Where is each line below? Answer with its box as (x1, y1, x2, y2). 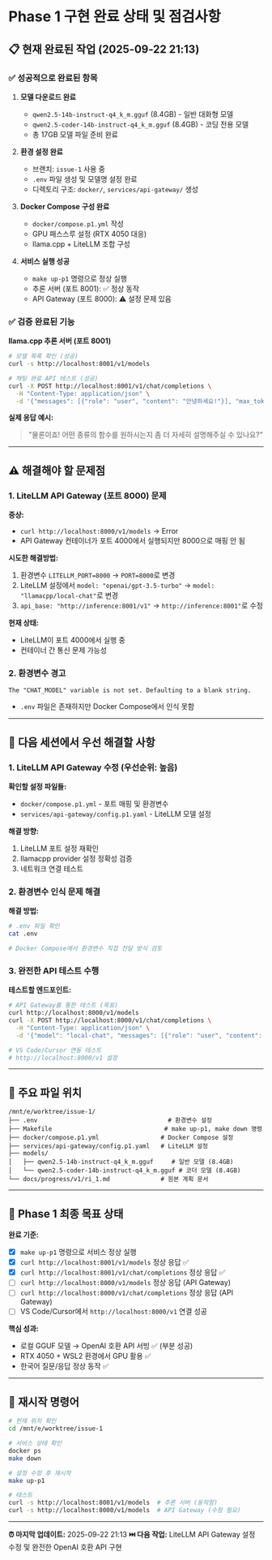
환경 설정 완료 (19, 147, 63, 157)
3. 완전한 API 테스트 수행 (8, 965, 100, 976)
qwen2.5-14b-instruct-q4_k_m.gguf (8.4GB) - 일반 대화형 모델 (32, 109, 234, 118)
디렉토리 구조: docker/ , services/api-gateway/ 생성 (32, 184, 198, 194)
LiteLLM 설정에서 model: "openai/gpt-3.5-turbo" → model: (19, 581, 215, 591)
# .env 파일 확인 (8, 922, 61, 930)
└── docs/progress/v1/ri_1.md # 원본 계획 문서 (8, 1175, 209, 1184)
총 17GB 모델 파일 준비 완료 (32, 129, 119, 139)
